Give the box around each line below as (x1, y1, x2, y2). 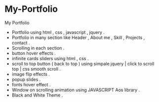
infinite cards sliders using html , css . (11, 55, 89, 61)
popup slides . (11, 76, 41, 82)
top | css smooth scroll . (11, 66, 61, 72)
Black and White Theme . (11, 92, 63, 98)
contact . (11, 39, 30, 45)
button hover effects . (11, 50, 56, 56)
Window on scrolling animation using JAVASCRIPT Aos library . (11, 87, 140, 93)
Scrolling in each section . (11, 45, 65, 51)
